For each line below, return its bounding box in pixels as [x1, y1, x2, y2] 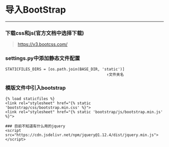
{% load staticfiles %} [5, 96, 55, 101]
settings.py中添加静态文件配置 [5, 55, 80, 62]
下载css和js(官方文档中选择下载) [5, 29, 84, 36]
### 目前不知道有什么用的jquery [5, 123, 65, 128]
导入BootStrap [5, 4, 66, 16]
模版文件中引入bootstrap [5, 85, 66, 92]
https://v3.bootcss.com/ [17, 41, 68, 47]
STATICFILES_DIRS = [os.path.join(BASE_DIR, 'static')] [5, 66, 125, 71]
